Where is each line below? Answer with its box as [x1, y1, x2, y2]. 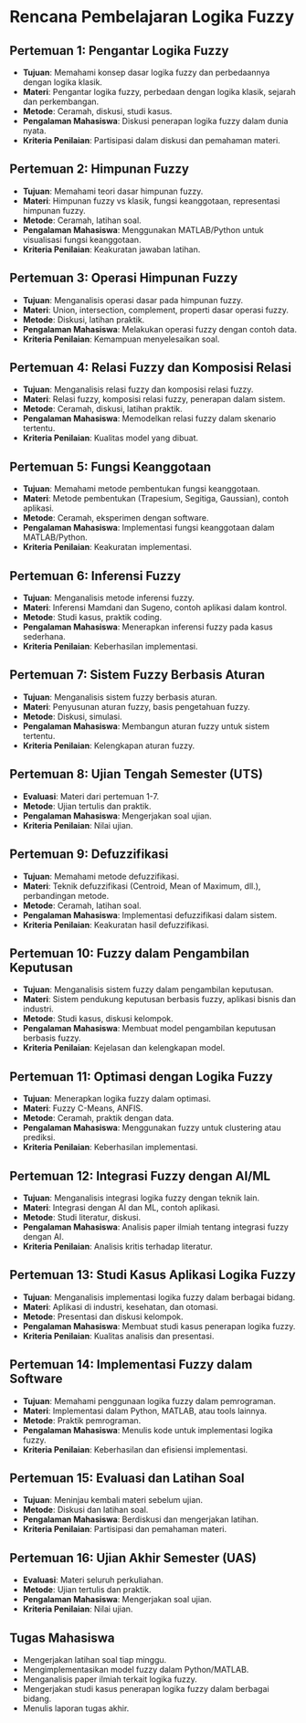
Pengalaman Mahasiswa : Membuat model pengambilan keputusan [22, 1023, 277, 1034]
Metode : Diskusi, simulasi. [22, 711, 122, 722]
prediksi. [22, 1132, 57, 1143]
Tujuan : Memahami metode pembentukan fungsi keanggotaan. [22, 483, 260, 494]
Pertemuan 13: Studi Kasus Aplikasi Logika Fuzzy [9, 1267, 296, 1283]
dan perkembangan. [22, 96, 100, 107]
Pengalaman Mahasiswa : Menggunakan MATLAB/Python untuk [22, 224, 265, 235]
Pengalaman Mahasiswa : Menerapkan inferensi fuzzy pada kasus [22, 621, 273, 632]
